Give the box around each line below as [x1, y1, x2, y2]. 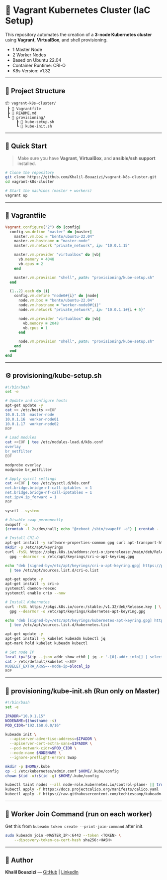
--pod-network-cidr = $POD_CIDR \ [9, 746, 77, 751]
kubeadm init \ [5, 732, 37, 737]
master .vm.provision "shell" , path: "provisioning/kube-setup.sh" [14, 275, 155, 280]
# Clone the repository [5, 170, 55, 175]
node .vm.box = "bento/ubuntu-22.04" [18, 298, 94, 303]
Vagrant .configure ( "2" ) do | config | [5, 224, 81, 230]
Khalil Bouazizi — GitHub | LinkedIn [5, 869, 79, 875]
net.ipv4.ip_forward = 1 [5, 495, 57, 500]
